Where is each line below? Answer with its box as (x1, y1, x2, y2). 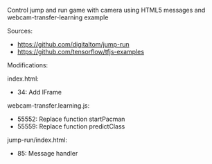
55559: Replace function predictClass (17, 122, 125, 131)
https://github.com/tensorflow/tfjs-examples (17, 48, 144, 56)
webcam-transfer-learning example (7, 13, 109, 22)
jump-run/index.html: (7, 136, 68, 144)
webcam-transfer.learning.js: (7, 101, 90, 110)
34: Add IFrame (17, 88, 62, 96)
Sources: (7, 27, 33, 35)
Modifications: (7, 61, 48, 69)
